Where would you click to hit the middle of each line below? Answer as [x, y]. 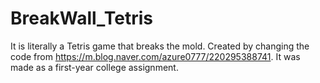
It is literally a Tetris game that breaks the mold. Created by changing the [160, 46]
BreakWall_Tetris [82, 18]
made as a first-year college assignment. [94, 67]
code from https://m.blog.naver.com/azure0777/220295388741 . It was [155, 56]
